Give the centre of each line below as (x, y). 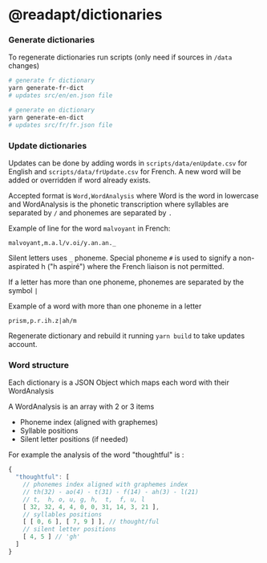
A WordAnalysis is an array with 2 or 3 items (81, 406)
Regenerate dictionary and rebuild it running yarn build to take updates (127, 336)
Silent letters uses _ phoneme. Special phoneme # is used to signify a (123, 258)
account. (23, 345)
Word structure (39, 365)
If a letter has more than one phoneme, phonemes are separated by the (126, 282)
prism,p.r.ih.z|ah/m (43, 321)
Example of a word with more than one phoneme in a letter (105, 306)
